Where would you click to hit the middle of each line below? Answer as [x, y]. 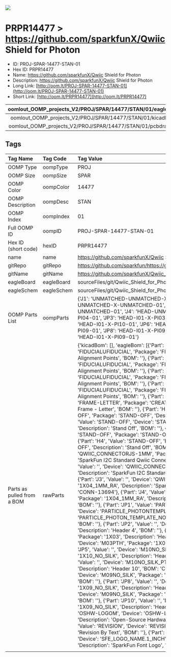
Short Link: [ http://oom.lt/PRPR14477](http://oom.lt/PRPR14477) [79, 96]
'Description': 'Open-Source [112, 619]
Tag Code [55, 158]
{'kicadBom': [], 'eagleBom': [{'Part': [121, 345]
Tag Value [90, 158]
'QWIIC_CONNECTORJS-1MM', [116, 453]
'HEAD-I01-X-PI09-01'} [108, 337]
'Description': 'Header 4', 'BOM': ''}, [120, 530]
